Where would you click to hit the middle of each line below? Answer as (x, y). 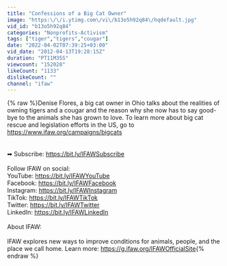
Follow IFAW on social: (39, 169)
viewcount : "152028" (37, 64)
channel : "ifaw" (30, 84)
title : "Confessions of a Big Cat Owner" (67, 13)
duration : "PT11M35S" (38, 58)
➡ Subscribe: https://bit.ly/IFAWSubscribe (66, 154)
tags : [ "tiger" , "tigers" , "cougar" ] (58, 39)
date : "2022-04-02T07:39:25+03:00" (58, 45)
